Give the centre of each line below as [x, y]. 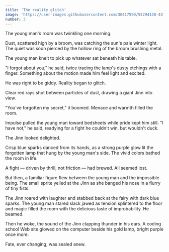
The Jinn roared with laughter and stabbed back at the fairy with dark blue [82, 198]
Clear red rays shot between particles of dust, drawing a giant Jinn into [79, 93]
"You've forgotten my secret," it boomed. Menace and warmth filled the [79, 108]
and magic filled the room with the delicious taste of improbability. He [77, 209]
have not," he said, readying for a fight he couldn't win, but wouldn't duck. [82, 128]
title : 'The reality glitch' [36, 10]
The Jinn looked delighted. [33, 138]
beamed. [14, 214]
